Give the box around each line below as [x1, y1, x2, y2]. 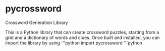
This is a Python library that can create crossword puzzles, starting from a [5, 29, 159, 35]
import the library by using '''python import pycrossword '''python [5, 39, 143, 45]
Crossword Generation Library [5, 19, 68, 25]
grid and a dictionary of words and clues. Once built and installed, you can [5, 34, 160, 40]
